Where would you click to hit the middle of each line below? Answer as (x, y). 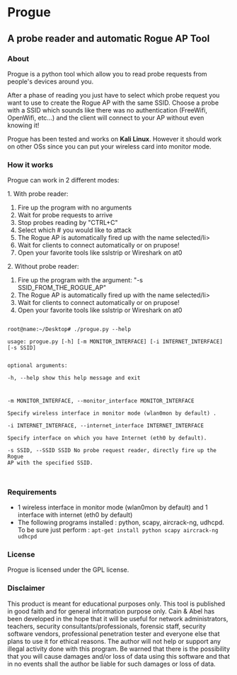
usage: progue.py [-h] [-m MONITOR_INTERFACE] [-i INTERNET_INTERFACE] (115, 342)
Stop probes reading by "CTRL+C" (68, 223)
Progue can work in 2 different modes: (63, 180)
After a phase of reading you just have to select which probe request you (114, 95)
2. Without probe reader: (43, 267)
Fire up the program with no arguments (75, 208)
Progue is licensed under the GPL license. (68, 570)
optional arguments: (38, 366)
